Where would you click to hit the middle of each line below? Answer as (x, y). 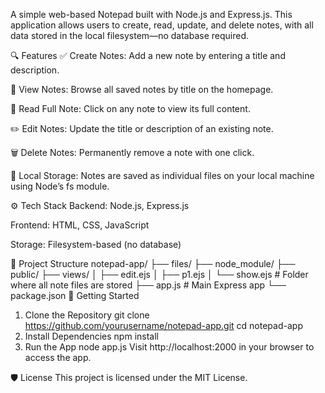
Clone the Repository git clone (87, 315)
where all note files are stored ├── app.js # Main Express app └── (148, 285)
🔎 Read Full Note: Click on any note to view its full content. (130, 108)
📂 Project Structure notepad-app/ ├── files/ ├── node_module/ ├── (153, 263)
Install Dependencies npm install (91, 336)
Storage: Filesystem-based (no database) (96, 244)
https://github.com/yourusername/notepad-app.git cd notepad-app (163, 325)
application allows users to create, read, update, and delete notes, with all (162, 25)
